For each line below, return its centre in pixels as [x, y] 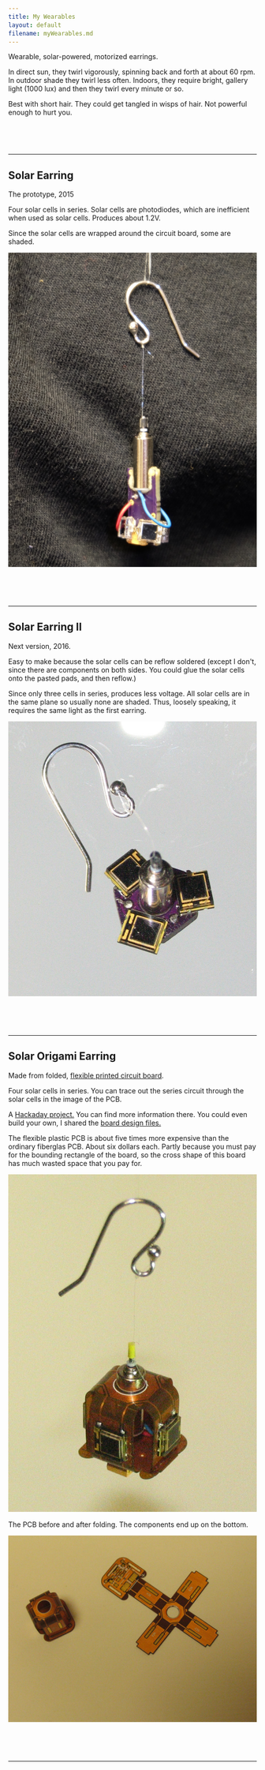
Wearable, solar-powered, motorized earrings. [83, 57]
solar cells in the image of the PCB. [65, 1099]
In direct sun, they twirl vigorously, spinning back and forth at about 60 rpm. [132, 72]
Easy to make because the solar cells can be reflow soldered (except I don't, [132, 661]
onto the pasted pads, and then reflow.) [72, 678]
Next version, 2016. [39, 646]
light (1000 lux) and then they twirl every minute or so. [96, 89]
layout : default [35, 25]
